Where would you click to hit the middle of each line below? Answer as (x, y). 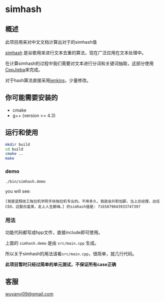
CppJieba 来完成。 (24, 70)
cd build (14, 149)
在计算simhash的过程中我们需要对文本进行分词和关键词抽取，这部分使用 (79, 63)
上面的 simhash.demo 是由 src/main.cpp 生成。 (52, 243)
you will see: (18, 191)
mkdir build (17, 144)
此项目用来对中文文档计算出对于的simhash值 (51, 42)
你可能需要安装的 (31, 98)
